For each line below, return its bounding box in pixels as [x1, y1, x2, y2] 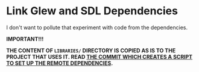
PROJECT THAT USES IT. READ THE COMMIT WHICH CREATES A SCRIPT [6, 53, 193, 60]
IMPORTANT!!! [6, 35, 44, 42]
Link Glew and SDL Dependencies [6, 4, 178, 18]
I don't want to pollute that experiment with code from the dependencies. [6, 24, 188, 31]
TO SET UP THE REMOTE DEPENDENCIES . [6, 60, 113, 67]
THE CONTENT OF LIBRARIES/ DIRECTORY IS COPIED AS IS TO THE [6, 46, 176, 54]
